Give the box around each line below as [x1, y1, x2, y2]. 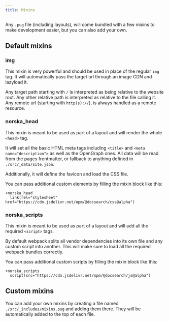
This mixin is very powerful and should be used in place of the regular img [5, 68, 159, 74]
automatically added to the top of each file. [5, 311, 95, 317]
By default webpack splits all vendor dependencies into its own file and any [5, 238, 163, 244]
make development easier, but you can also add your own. [5, 26, 127, 33]
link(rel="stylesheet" [10, 195, 58, 200]
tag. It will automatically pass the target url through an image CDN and [5, 74, 152, 80]
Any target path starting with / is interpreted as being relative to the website [5, 89, 164, 95]
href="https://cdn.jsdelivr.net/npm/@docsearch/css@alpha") [5, 199, 136, 204]
